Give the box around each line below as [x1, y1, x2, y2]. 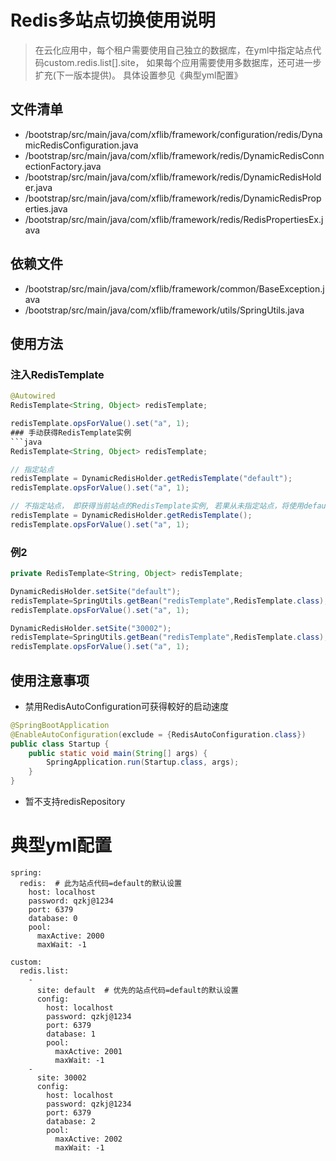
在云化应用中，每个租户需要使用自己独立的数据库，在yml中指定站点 [34, 44, 313, 56]
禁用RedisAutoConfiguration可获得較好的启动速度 [24, 700, 229, 712]
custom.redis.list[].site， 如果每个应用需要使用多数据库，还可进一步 [43, 56, 322, 68]
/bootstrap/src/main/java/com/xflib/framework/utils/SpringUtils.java [24, 304, 305, 316]
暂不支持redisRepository [24, 796, 126, 808]
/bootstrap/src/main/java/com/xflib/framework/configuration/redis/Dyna [24, 128, 323, 140]
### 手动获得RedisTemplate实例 [10, 427, 132, 438]
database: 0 [28, 914, 78, 924]
